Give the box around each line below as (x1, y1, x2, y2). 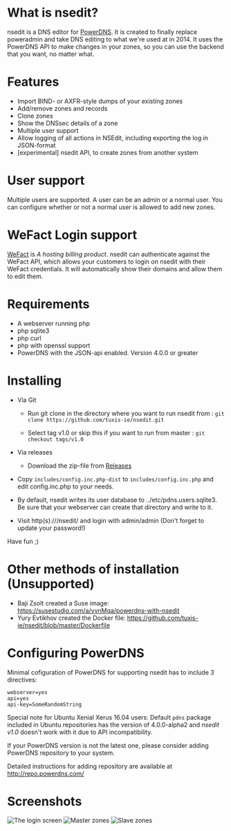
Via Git (17, 396, 37, 404)
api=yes (7, 695, 30, 702)
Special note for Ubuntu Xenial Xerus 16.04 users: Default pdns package (7, 713, 212, 721)
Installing (7, 372, 62, 388)
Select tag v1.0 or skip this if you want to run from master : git (27, 428, 205, 437)
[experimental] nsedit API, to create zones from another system (17, 148, 198, 156)
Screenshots (7, 794, 82, 809)
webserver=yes (7, 688, 48, 696)
